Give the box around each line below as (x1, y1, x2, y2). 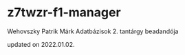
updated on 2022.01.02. (7, 40, 75, 48)
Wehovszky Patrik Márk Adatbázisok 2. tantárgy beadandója (7, 27, 179, 35)
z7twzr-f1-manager (7, 5, 122, 20)
